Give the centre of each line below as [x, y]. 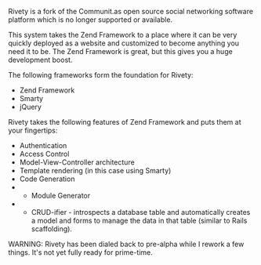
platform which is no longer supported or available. [91, 20]
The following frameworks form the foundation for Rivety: [101, 75]
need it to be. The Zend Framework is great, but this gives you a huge [120, 51]
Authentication [43, 145]
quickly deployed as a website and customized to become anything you [124, 43]
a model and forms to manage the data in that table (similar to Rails [139, 220]
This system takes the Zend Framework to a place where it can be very [123, 35]
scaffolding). [52, 229]
